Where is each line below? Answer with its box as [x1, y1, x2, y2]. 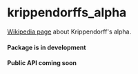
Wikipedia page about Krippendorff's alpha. [7, 27, 132, 36]
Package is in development [7, 43, 86, 51]
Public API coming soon [7, 59, 77, 67]
